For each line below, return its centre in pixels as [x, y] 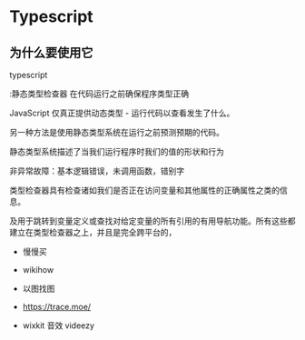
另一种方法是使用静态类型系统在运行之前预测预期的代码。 [117, 132]
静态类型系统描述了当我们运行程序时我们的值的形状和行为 [117, 151]
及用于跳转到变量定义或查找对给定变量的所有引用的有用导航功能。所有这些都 [152, 221]
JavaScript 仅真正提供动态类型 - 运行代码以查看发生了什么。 [122, 113]
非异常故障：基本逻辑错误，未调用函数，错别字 [97, 171]
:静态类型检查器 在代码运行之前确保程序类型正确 [99, 94]
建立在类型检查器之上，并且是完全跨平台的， [93, 232]
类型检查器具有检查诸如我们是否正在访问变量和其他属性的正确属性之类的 [144, 190]
